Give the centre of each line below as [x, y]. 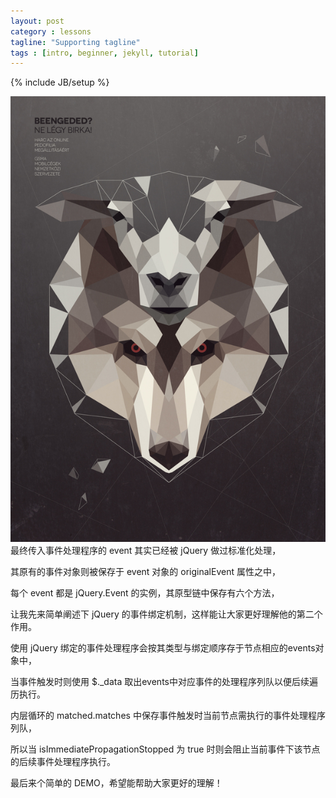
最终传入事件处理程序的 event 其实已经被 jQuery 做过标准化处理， [146, 551]
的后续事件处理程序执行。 [63, 762]
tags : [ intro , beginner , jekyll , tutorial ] [104, 53]
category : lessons [51, 31]
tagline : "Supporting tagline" [75, 42]
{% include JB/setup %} [60, 82]
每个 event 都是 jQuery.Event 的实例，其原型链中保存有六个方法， [145, 593]
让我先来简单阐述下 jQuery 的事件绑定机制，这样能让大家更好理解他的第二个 [166, 614]
